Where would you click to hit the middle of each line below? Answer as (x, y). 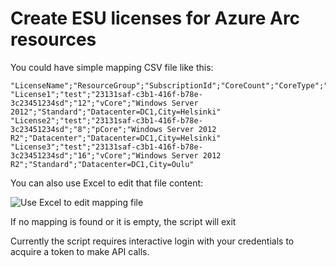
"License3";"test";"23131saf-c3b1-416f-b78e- (106, 147)
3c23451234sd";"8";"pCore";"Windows (86, 129)
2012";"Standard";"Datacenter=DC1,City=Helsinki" (116, 112)
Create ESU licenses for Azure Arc (155, 18)
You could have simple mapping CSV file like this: (112, 67)
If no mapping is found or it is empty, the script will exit (123, 221)
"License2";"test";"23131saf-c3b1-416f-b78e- (106, 120)
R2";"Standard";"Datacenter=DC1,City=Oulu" (102, 164)
